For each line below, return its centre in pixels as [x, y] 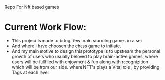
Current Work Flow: [46, 27]
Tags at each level [30, 72]
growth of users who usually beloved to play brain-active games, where [85, 56]
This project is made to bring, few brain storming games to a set [77, 40]
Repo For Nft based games [32, 7]
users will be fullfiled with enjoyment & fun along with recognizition [80, 62]
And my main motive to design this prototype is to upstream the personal [86, 51]
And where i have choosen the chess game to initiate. [66, 46]
